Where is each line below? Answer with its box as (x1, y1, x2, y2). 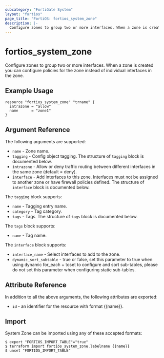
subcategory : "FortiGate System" (5, 7, 73, 12)
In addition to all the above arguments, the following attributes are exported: (5, 294, 158, 300)
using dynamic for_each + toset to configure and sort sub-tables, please (12, 262, 158, 267)
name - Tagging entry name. (12, 203, 67, 209)
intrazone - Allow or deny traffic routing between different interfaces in (12, 164, 156, 170)
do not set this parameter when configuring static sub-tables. (12, 266, 136, 273)
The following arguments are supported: (5, 138, 86, 144)
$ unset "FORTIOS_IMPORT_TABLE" (5, 348, 71, 353)
